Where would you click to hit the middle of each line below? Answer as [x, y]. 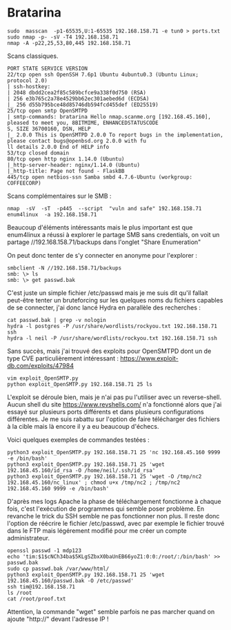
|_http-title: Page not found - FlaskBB [66, 171]
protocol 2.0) [28, 81]
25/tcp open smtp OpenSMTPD [48, 111]
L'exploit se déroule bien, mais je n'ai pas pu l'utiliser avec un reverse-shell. [114, 397]
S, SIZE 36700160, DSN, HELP [49, 129]
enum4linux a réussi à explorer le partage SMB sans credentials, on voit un [113, 234]
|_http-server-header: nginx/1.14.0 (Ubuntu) [73, 165]
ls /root [20, 593]
